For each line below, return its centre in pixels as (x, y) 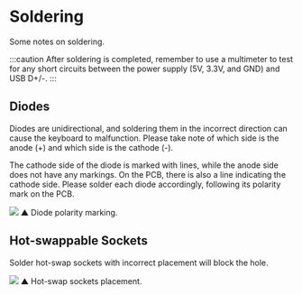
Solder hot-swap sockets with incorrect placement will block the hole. (139, 263)
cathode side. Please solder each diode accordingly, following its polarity (145, 184)
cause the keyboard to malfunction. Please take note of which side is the (144, 138)
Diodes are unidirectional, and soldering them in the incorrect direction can (149, 128)
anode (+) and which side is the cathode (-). (92, 147)
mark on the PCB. (42, 194)
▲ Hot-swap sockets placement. (81, 281)
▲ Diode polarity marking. (69, 212)
